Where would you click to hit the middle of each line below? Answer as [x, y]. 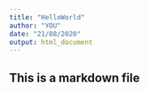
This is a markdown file [74, 77]
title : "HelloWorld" [47, 17]
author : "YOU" [35, 26]
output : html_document [51, 42]
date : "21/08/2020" [45, 34]
